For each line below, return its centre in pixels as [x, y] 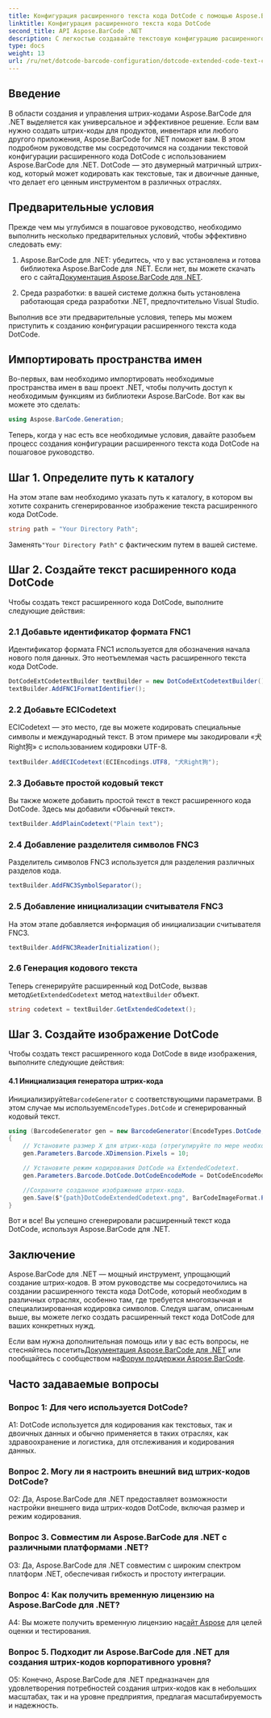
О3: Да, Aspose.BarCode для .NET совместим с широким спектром [125, 1565]
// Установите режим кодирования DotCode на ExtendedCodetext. [131, 1168]
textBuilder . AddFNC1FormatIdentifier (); [77, 688]
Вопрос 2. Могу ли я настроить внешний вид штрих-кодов [129, 1471]
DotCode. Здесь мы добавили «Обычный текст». [92, 809]
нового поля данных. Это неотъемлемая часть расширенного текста [127, 658]
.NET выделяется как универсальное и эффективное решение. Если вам [134, 121]
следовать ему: [35, 244]
